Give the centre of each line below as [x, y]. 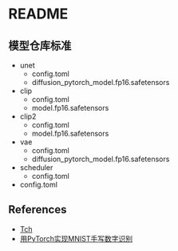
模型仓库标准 [40, 45]
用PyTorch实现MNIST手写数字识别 [76, 238]
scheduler [36, 168]
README [38, 14]
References [38, 210]
